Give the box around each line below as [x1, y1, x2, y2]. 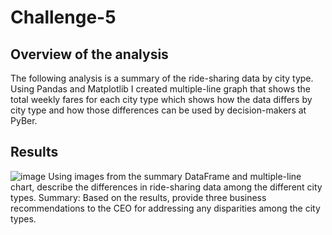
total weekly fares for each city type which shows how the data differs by [10, 94, 313, 105]
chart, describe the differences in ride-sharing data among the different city [10, 181, 323, 193]
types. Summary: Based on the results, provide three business [10, 191, 267, 203]
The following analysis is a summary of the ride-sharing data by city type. [10, 72, 314, 84]
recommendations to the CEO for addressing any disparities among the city [10, 202, 321, 214]
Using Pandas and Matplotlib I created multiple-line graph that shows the [10, 83, 311, 95]
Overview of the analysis [10, 46, 169, 63]
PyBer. [10, 115, 38, 126]
